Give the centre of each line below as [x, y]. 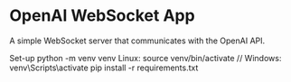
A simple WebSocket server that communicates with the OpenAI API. [137, 41]
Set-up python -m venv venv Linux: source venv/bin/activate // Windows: [145, 58]
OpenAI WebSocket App [103, 16]
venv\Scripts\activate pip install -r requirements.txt [104, 68]
